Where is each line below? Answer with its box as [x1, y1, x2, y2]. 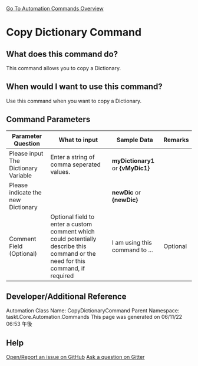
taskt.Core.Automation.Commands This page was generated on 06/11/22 [6, 314, 183, 321]
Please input [9, 149, 44, 157]
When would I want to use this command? [6, 82, 163, 92]
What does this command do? [6, 49, 118, 59]
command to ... [111, 246, 153, 254]
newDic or [111, 188, 141, 196]
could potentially [50, 235, 97, 243]
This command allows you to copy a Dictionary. [6, 65, 121, 71]
